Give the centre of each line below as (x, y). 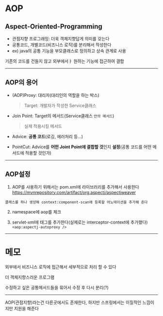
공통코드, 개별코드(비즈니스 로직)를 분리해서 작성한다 (62, 45)
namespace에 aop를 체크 (37, 211)
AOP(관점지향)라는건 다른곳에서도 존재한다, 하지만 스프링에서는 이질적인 (73, 302)
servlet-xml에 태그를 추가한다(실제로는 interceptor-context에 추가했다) (80, 222)
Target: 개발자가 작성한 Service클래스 (60, 105)
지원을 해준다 (26, 308)
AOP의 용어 (21, 82)
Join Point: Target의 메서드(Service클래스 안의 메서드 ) (63, 116)
